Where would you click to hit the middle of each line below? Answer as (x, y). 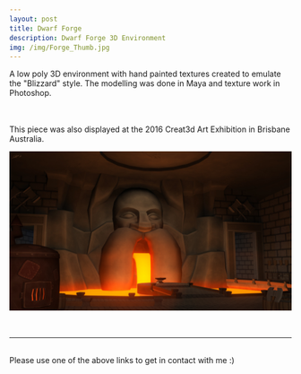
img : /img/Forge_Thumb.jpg (60, 48)
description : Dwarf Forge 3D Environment (88, 38)
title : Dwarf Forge (46, 28)
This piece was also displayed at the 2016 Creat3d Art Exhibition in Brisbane (150, 129)
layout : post (34, 19)
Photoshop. (30, 93)
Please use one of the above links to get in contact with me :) (122, 360)
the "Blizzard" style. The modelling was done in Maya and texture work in (145, 83)
